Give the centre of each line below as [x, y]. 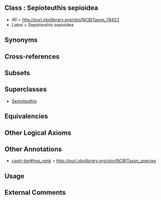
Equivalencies [26, 116]
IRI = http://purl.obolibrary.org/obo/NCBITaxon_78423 [65, 19]
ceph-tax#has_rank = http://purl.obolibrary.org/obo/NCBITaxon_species [84, 161]
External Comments [35, 192]
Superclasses [26, 89]
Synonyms [21, 40]
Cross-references [32, 56]
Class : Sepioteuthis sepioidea [51, 8]
